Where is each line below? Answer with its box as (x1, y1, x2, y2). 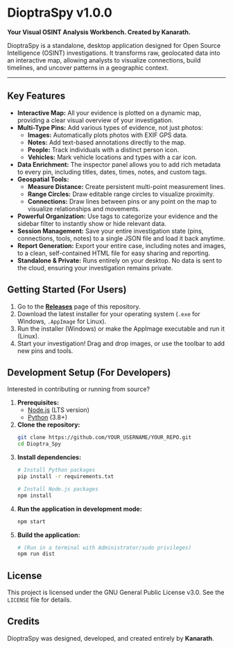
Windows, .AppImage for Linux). (17, 317, 107, 325)
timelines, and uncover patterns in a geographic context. (7, 63, 169, 72)
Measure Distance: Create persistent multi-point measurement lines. (27, 182, 225, 190)
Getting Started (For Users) (7, 284, 127, 296)
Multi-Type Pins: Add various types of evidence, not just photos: (17, 123, 203, 131)
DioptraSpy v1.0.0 (7, 5, 112, 21)
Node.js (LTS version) (27, 406, 90, 414)
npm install (17, 492, 52, 499)
